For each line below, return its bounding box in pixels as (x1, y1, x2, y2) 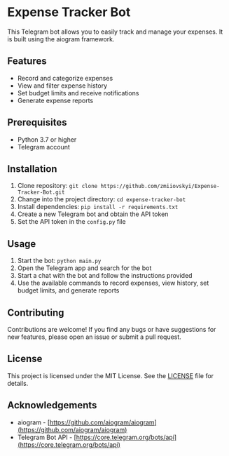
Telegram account (17, 142, 70, 151)
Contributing (7, 307, 64, 318)
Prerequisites (7, 116, 67, 128)
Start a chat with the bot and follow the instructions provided (17, 271, 193, 280)
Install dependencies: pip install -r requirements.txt (17, 203, 179, 211)
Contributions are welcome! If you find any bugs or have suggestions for (7, 326, 216, 333)
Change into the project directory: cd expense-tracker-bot (17, 195, 186, 203)
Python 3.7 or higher (17, 135, 77, 144)
